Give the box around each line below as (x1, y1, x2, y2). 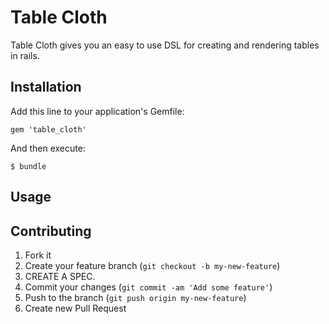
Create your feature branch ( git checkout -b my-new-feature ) (24, 259, 281, 271)
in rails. (10, 49, 40, 61)
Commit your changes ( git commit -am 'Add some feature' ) (24, 281, 273, 293)
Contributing (10, 222, 92, 240)
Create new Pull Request (24, 302, 127, 314)
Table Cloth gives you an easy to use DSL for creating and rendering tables (10, 39, 320, 51)
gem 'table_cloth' (10, 124, 87, 135)
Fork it (24, 249, 52, 261)
